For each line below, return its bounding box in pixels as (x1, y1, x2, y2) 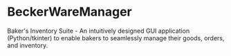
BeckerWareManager (7, 4, 133, 20)
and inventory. (7, 41, 48, 49)
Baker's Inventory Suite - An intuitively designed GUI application (7, 27, 190, 35)
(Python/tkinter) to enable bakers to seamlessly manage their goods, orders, (7, 33, 225, 42)
